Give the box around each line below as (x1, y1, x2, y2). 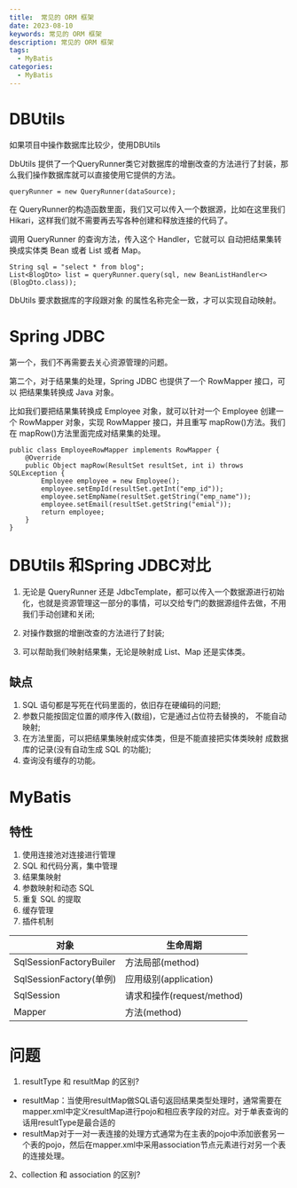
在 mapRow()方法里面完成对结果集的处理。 (9, 428, 166, 438)
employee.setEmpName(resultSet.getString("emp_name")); (41, 492, 252, 501)
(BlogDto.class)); (9, 278, 77, 287)
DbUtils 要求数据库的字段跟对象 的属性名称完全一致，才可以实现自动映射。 (9, 295, 281, 305)
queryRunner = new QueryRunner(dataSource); (9, 187, 176, 196)
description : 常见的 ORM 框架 (9, 37, 114, 47)
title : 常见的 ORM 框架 (9, 12, 95, 22)
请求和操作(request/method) (124, 990, 244, 1003)
